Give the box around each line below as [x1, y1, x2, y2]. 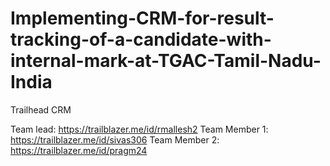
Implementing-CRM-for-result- [10, 7, 275, 30]
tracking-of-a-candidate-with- [10, 28, 272, 51]
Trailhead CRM [10, 103, 72, 116]
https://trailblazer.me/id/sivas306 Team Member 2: [10, 133, 220, 146]
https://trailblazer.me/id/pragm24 [10, 144, 148, 156]
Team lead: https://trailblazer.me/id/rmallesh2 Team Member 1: [10, 123, 269, 135]
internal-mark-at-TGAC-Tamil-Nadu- [10, 50, 322, 72]
